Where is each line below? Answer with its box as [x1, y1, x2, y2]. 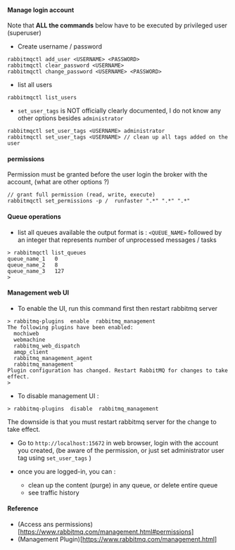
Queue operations [7, 212, 61, 221]
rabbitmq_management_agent [13, 354, 93, 362]
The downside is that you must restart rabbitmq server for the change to [7, 417, 217, 426]
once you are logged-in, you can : [17, 467, 116, 475]
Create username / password [17, 42, 103, 51]
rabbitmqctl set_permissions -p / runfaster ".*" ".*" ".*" [7, 198, 191, 205]
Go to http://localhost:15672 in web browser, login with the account [17, 438, 219, 447]
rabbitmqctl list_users [7, 94, 77, 101]
